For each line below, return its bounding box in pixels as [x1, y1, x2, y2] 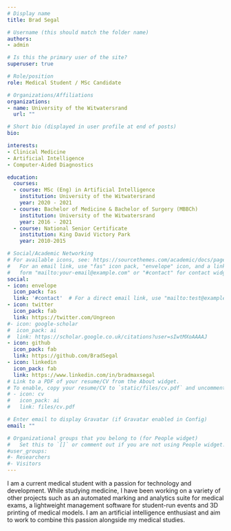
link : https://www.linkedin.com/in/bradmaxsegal [13, 371, 155, 378]
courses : [13, 180, 38, 187]
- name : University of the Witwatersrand [7, 105, 128, 111]
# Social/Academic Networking [7, 250, 94, 257]
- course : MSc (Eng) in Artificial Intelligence [13, 186, 155, 193]
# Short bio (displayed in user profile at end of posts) [7, 123, 177, 131]
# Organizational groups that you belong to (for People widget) [7, 435, 198, 442]
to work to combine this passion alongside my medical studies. [7, 516, 186, 523]
